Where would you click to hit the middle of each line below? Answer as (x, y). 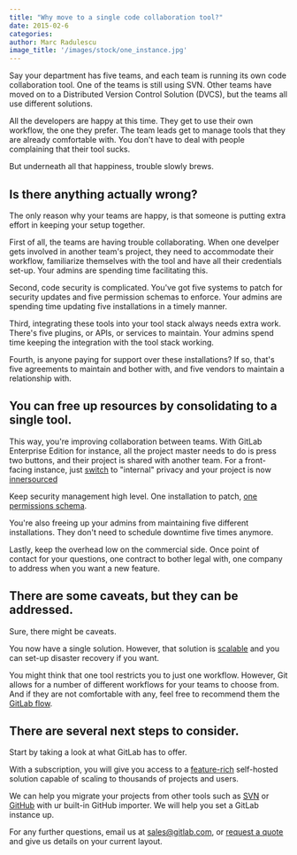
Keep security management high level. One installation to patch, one (133, 496)
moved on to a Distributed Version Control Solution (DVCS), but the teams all (148, 95)
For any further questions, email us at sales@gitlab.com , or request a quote (146, 832)
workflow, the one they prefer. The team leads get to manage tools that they (147, 130)
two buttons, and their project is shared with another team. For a (126, 460)
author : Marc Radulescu (53, 42)
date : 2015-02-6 (39, 26)
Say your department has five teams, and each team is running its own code (148, 75)
